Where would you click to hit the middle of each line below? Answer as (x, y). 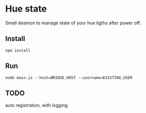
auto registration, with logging (36, 105)
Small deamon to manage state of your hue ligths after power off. (73, 23)
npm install (18, 50)
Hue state (26, 9)
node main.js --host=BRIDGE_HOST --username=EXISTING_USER (69, 78)
